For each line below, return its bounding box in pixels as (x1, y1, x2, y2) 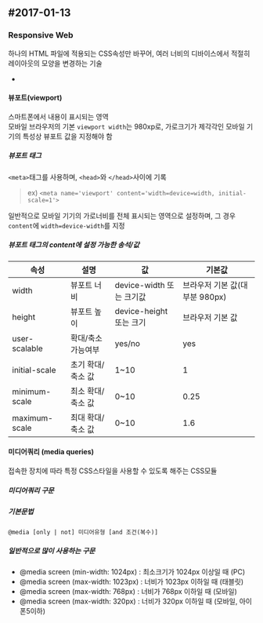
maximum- (12, 412, 53, 423)
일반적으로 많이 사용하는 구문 (8, 545, 95, 556)
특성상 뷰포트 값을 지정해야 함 (22, 131, 113, 140)
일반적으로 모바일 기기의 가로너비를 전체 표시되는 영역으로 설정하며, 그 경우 (8, 211, 236, 220)
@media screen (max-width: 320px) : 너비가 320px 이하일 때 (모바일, (19, 596, 238, 607)
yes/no (114, 337, 141, 348)
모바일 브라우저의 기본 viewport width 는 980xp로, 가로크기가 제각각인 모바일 (8, 122, 245, 131)
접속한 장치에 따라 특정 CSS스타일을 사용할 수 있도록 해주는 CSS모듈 (8, 466, 218, 475)
